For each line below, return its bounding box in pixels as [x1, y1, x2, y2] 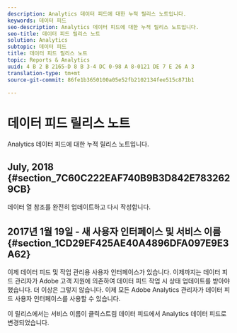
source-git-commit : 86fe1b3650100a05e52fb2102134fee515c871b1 [7, 76, 195, 84]
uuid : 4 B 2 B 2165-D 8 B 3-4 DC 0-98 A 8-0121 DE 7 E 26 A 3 [7, 63, 195, 70]
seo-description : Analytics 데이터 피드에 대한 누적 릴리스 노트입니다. [7, 23, 200, 30]
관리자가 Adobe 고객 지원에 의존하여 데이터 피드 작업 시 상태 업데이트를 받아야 [14, 276, 230, 285]
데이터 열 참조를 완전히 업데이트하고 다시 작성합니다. [7, 203, 151, 211]
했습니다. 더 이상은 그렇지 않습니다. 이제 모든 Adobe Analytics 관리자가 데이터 [7, 285, 223, 294]
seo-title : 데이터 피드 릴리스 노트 [7, 30, 100, 38]
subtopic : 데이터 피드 [7, 43, 67, 50]
